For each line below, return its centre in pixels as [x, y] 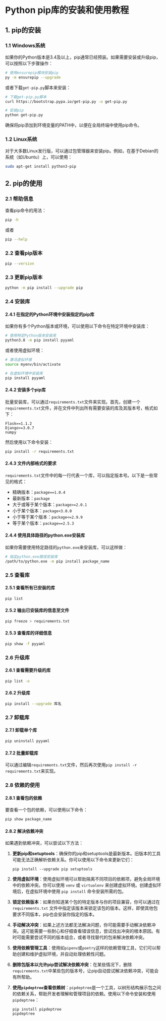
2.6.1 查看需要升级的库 [28, 670]
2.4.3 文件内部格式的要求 [31, 463]
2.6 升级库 [17, 657]
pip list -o [17, 681]
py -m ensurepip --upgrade [33, 77]
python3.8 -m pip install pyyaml [40, 340]
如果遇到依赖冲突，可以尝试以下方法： [44, 843]
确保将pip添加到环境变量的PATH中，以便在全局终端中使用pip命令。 [74, 125]
